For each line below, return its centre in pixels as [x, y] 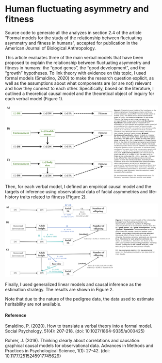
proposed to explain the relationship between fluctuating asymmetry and [78, 63]
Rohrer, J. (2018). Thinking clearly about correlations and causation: [73, 341]
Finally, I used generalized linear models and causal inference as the [73, 284]
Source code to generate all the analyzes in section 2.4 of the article [73, 32]
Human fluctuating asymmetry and [77, 9]
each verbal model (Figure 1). [34, 98]
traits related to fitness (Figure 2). [54, 197]
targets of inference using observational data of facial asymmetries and [76, 191]
